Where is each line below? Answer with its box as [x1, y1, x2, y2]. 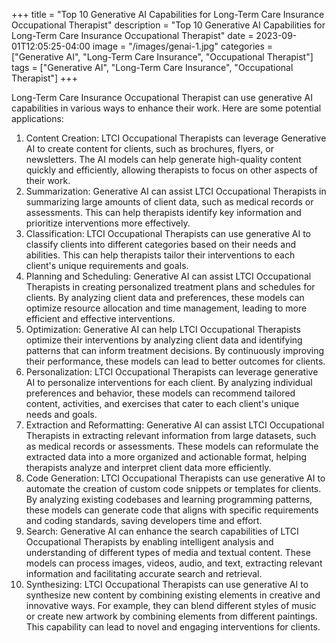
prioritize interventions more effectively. [25, 217, 191, 229]
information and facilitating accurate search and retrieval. [25, 568, 263, 579]
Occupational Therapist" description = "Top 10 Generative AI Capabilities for [11, 19, 326, 31]
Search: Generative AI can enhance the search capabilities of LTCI [25, 525, 299, 537]
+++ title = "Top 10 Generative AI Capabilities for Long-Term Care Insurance [11, 9, 325, 20]
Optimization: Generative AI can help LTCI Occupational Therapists [25, 324, 301, 335]
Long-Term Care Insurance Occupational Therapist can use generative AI [11, 92, 314, 103]
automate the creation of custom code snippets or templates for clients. [25, 483, 322, 494]
